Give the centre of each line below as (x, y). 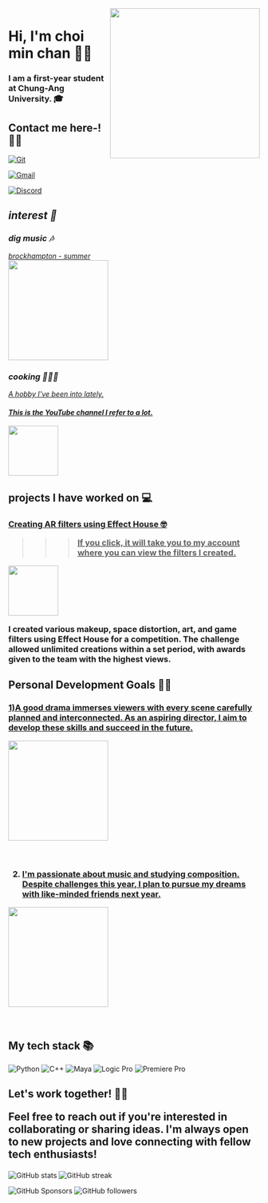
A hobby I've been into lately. (56, 394)
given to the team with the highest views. (90, 659)
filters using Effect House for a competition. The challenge (124, 639)
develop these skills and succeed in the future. (101, 727)
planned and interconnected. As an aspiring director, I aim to (128, 717)
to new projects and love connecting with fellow (130, 1142)
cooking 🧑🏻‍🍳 (33, 377)
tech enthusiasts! (53, 1155)
